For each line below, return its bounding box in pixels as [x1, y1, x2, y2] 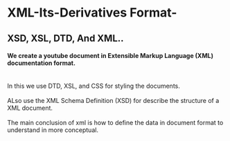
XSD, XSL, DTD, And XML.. [7, 32, 124, 44]
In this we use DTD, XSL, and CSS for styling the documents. [7, 82, 180, 90]
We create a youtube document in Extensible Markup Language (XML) [7, 52, 213, 60]
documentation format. [7, 59, 76, 67]
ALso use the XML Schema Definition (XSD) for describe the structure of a [7, 96, 220, 104]
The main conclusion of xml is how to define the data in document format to [7, 118, 224, 126]
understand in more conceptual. [7, 126, 99, 134]
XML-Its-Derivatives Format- [7, 5, 177, 21]
